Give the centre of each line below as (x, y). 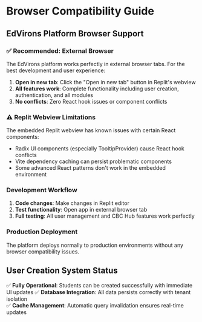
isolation (17, 299)
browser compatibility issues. (43, 251)
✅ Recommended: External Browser (60, 51)
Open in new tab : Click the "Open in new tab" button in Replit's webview (105, 82)
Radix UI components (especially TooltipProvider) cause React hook (99, 149)
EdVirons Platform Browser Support (75, 34)
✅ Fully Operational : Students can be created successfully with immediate (99, 285)
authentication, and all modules (54, 95)
